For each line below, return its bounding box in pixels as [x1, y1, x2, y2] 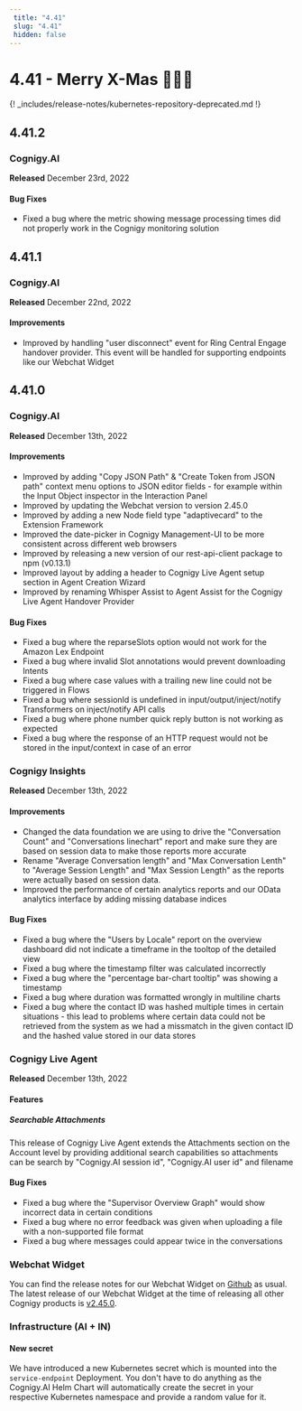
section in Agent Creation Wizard [22, 576, 146, 587]
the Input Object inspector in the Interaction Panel [22, 490, 207, 501]
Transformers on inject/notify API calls [22, 704, 166, 715]
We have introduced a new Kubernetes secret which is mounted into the [9, 1363, 278, 1374]
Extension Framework [22, 519, 104, 529]
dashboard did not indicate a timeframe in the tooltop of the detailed [22, 943, 277, 954]
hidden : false [13, 30, 67, 39]
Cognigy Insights [9, 765, 87, 778]
